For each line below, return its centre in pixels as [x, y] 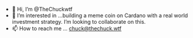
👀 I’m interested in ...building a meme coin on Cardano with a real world [100, 15]
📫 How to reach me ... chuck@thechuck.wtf [67, 28]
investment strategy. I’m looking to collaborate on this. [79, 22]
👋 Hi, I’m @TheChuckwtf [42, 9]
